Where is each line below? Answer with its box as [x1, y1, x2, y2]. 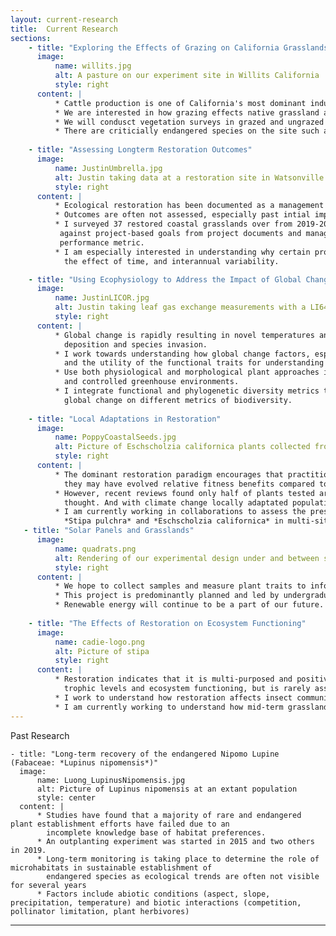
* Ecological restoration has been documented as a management [54, 201, 325, 211]
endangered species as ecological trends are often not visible [46, 871, 320, 881]
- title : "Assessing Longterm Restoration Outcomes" [28, 145, 253, 155]
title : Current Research [10, 24, 118, 34]
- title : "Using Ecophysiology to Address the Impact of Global [28, 274, 302, 285]
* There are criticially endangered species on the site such [54, 126, 320, 136]
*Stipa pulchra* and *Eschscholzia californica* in [63, 516, 284, 526]
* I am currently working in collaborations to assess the [54, 507, 307, 517]
